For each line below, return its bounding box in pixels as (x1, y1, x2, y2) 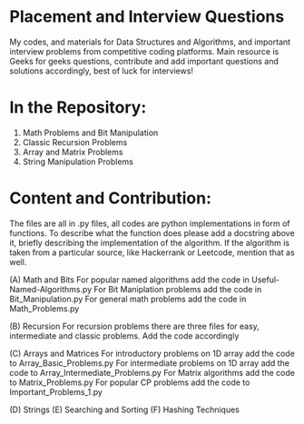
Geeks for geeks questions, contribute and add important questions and (9, 55, 279, 66)
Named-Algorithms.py (9, 283, 93, 294)
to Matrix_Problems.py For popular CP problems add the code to (9, 377, 250, 388)
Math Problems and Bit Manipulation (22, 127, 159, 138)
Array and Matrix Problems (22, 146, 123, 157)
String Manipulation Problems (22, 156, 133, 167)
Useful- (250, 274, 280, 285)
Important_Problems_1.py (9, 386, 103, 397)
